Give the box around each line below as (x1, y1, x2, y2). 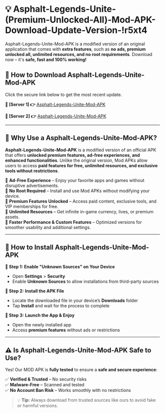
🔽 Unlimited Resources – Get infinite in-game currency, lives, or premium (5, 208, 154, 214)
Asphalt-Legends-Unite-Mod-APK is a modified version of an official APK (5, 147, 156, 153)
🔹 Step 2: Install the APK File (5, 288, 64, 294)
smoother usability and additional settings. (5, 224, 91, 230)
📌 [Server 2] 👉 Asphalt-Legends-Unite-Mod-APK (5, 113, 107, 119)
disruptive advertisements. (5, 182, 59, 188)
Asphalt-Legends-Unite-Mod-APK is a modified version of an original (5, 41, 145, 47)
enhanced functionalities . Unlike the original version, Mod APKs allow (5, 157, 148, 163)
